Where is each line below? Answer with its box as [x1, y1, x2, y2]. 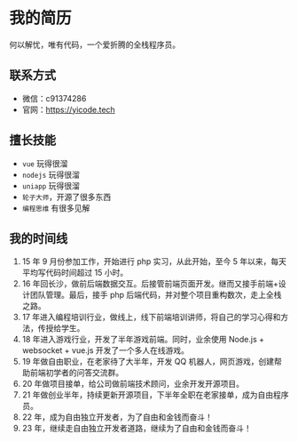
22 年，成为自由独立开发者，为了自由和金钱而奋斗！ [21, 412, 213, 422]
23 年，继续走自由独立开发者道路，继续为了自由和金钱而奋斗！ [21, 423, 252, 434]
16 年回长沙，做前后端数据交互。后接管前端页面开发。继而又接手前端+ [21, 278, 279, 289]
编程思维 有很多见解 [21, 202, 90, 213]
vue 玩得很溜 [21, 157, 68, 169]
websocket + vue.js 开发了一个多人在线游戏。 [21, 345, 189, 356]
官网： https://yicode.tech [21, 104, 115, 115]
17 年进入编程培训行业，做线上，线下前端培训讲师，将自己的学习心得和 [21, 312, 281, 323]
